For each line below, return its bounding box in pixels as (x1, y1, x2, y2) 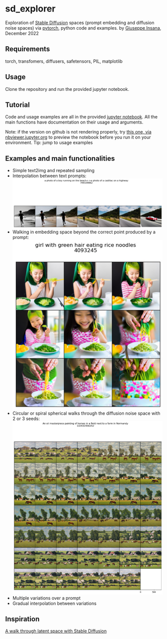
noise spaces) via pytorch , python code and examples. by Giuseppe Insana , (5, 25, 161, 31)
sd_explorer (5, 3, 56, 15)
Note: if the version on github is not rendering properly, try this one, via (5, 129, 151, 135)
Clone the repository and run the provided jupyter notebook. (5, 86, 129, 92)
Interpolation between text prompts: (12, 173, 86, 179)
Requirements (5, 45, 50, 53)
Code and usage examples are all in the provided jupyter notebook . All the (5, 114, 158, 120)
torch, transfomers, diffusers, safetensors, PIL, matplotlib (5, 58, 123, 64)
